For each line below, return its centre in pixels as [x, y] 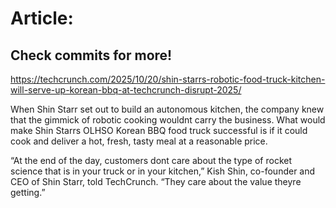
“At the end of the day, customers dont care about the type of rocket [151, 160]
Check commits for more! [91, 55]
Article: [42, 18]
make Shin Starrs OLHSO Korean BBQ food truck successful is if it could [159, 130]
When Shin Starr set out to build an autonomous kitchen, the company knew [167, 109]
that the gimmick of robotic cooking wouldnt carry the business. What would [168, 120]
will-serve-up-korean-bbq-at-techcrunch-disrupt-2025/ [126, 90]
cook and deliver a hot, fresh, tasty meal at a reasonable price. [139, 141]
